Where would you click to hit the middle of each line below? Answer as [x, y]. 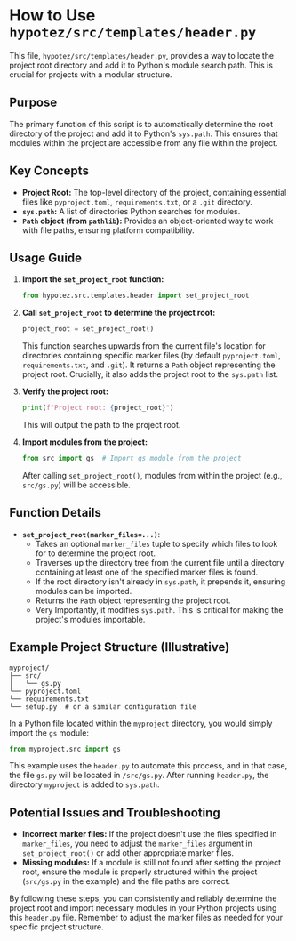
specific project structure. [56, 927]
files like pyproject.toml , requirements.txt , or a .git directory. [137, 202]
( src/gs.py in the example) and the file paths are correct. [126, 881]
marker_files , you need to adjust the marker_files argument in [137, 844]
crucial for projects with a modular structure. [91, 74]
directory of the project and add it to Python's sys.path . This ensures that [144, 133]
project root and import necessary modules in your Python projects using [143, 908]
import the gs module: [49, 732]
